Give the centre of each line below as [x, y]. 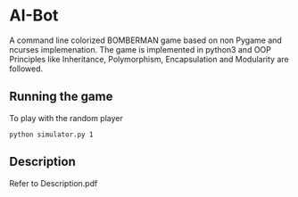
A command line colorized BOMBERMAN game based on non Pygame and [146, 40]
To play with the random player [66, 118]
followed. [26, 69]
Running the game [61, 97]
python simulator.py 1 [51, 135]
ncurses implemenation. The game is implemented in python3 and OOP [141, 49]
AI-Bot [34, 16]
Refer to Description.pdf [54, 183]
